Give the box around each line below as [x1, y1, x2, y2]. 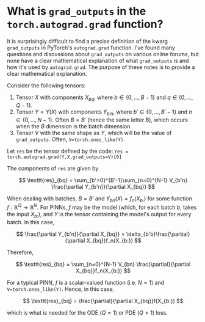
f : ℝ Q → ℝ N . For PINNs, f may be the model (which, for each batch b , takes [7, 203, 197, 211]
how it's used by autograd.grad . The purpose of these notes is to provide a [7, 63, 195, 71]
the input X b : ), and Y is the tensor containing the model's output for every [7, 210, 192, 219]
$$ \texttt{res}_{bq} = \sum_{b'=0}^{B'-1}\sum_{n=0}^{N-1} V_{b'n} [18, 176, 188, 184]
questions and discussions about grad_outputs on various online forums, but [7, 50, 199, 57]
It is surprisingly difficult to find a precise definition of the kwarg [7, 37, 168, 45]
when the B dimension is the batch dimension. [15, 122, 132, 130]
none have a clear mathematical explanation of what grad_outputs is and [7, 57, 189, 64]
